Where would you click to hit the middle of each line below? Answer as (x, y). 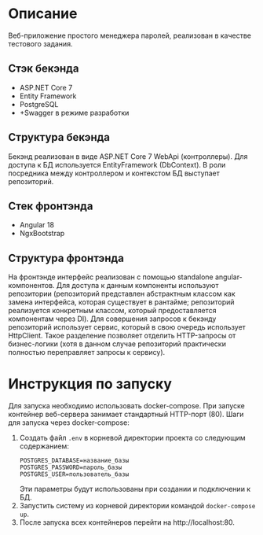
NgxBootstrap (42, 234)
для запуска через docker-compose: (69, 422)
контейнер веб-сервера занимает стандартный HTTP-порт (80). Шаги (126, 415)
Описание (43, 14)
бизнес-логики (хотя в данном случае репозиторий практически (117, 344)
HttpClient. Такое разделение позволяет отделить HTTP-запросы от (122, 336)
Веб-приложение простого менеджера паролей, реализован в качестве (130, 35)
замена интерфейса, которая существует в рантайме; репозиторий (121, 302)
